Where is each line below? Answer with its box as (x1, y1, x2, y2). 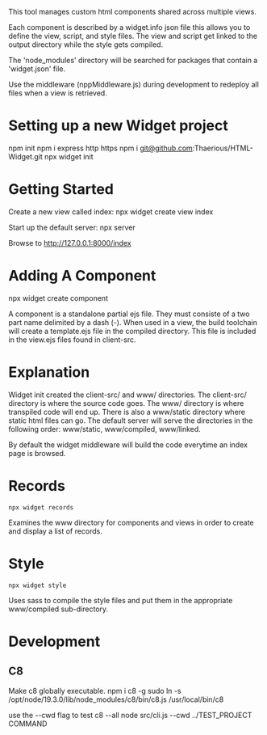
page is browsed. (8, 448, 66, 458)
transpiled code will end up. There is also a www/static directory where (8, 407, 246, 416)
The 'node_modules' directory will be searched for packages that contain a (8, 56, 258, 65)
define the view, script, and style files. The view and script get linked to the (8, 32, 258, 40)
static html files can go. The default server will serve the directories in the (8, 416, 253, 425)
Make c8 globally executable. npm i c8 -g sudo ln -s (8, 686, 181, 695)
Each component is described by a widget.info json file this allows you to (8, 23, 251, 32)
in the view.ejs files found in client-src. (8, 335, 136, 344)
